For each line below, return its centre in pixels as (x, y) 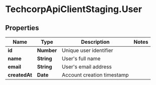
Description (95, 42)
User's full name (81, 59)
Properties (22, 28)
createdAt (20, 75)
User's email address (87, 67)
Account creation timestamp (96, 75)
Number (47, 50)
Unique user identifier (88, 50)
